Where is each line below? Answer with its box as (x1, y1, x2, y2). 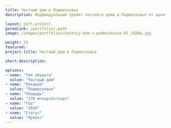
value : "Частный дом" (10, 77, 56, 82)
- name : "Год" (5, 101, 36, 106)
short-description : (5, 58, 47, 63)
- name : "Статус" (5, 110, 42, 115)
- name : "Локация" (5, 82, 44, 87)
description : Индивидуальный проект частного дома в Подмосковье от (5, 12, 154, 17)
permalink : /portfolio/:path (5, 26, 67, 31)
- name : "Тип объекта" (5, 72, 53, 78)
